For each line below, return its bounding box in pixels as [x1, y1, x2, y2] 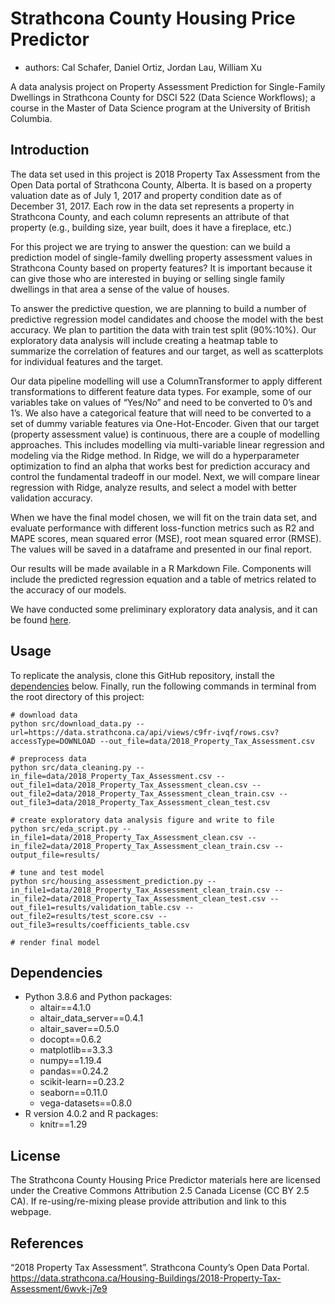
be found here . [10, 613, 72, 626]
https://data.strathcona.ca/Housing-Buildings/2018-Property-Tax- [10, 1272, 282, 1284]
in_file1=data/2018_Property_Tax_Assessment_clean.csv [10, 832, 244, 842]
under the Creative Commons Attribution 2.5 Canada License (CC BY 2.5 [10, 1185, 310, 1197]
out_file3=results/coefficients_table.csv [10, 920, 190, 930]
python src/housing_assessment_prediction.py [10, 876, 203, 886]
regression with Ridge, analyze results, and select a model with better [10, 481, 297, 493]
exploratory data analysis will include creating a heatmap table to [10, 334, 278, 346]
